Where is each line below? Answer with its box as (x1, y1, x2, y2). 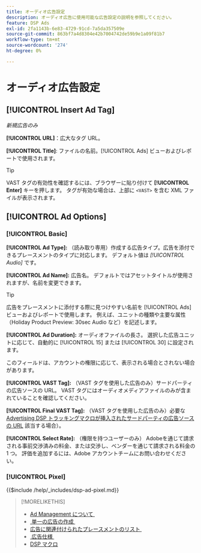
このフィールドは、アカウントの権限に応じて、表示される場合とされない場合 (6, 359, 196, 366)
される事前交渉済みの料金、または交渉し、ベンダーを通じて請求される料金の (6, 442, 196, 450)
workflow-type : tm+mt (6, 37, 61, 43)
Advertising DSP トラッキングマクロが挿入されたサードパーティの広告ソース (6, 414, 195, 422)
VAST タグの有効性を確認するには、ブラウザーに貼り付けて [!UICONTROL (6, 179, 190, 186)
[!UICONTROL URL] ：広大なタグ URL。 (6, 134, 104, 142)
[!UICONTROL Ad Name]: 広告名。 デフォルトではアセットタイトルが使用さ (6, 272, 194, 279)
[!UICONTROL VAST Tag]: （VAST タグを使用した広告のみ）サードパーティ (6, 379, 193, 387)
